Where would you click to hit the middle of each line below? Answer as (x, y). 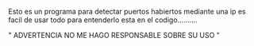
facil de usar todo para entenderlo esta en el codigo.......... (103, 20)
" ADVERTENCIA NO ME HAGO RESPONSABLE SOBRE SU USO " (114, 35)
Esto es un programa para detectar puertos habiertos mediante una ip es (127, 11)
